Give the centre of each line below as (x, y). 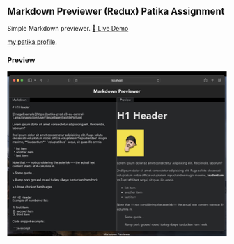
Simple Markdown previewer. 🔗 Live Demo (68, 28)
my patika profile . (32, 42)
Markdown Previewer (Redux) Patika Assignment (116, 12)
